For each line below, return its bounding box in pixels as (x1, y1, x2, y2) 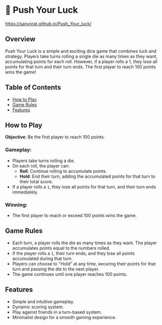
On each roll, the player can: (12, 162, 70, 169)
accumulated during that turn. (12, 256, 73, 261)
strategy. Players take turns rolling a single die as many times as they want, (5, 53, 158, 59)
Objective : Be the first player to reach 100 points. (5, 134, 105, 140)
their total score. (19, 178, 53, 184)
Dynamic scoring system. (12, 304, 64, 310)
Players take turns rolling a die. (12, 158, 75, 163)
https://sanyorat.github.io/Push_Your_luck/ (5, 21, 92, 27)
